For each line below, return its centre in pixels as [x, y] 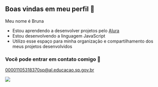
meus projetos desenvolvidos [42, 46]
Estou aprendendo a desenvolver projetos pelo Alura [66, 31]
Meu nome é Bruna [24, 21]
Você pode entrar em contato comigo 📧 [53, 59]
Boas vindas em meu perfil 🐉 [50, 9]
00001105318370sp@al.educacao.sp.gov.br [50, 70]
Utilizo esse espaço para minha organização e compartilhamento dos [83, 41]
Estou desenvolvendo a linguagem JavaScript [59, 36]
